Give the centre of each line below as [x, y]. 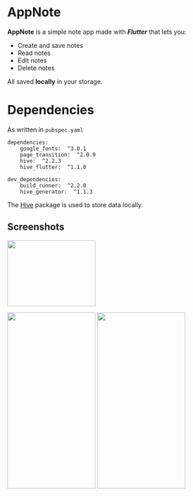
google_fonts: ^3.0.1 [53, 149]
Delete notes [36, 68]
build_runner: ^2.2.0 [53, 185]
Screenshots [36, 227]
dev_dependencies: [34, 179]
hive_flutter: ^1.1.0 [53, 167]
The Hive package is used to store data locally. [75, 204]
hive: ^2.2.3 [41, 161]
